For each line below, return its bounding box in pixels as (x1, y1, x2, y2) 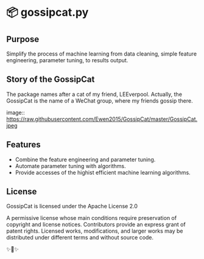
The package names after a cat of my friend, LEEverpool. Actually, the (6, 90, 183, 98)
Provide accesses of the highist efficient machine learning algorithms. (15, 169, 191, 176)
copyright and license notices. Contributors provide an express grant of (6, 221, 186, 228)
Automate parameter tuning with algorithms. (15, 162, 126, 169)
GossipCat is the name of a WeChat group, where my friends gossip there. (6, 97, 193, 104)
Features (6, 139, 41, 150)
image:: (6, 109, 26, 116)
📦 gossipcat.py (6, 5, 89, 20)
